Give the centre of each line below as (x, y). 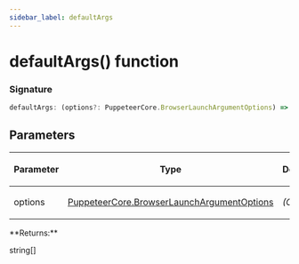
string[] (23, 250)
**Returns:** (34, 233)
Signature (31, 89)
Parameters (42, 136)
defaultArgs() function (94, 61)
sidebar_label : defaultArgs (61, 17)
